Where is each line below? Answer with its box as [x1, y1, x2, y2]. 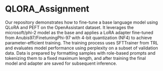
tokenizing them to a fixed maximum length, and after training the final [5, 55, 146, 61]
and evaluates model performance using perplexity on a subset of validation [5, 45, 159, 51]
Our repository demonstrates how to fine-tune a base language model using [5, 19, 158, 25]
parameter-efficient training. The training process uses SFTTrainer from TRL [5, 40, 159, 45]
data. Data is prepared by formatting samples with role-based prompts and [5, 50, 156, 56]
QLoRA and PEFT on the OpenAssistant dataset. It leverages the [5, 24, 134, 30]
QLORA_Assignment [5, 3, 89, 14]
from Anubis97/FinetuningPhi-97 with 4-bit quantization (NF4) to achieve [5, 35, 152, 41]
